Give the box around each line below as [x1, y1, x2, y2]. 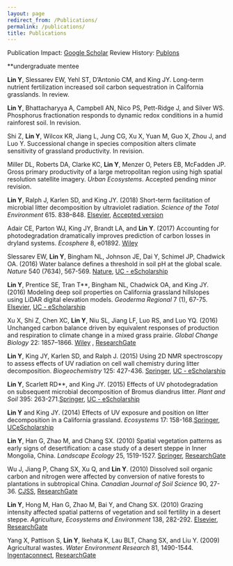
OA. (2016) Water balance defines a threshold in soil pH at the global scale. [7, 260, 223, 268]
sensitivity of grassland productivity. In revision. [7, 147, 145, 155]
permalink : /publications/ [7, 23, 86, 30]
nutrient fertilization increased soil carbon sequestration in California [7, 83, 204, 91]
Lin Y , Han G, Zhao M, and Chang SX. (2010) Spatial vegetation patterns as [7, 437, 223, 445]
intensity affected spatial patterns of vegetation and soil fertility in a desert [7, 508, 221, 517]
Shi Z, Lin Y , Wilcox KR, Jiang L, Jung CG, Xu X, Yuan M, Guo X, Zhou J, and [7, 132, 227, 140]
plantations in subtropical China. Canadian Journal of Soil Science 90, [7, 480, 209, 488]
